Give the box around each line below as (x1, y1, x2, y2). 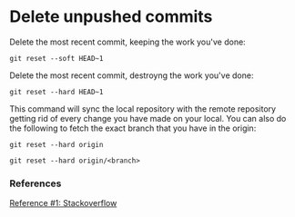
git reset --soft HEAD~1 (9, 54, 104, 63)
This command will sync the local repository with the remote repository (9, 103, 276, 114)
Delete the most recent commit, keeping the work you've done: (9, 36, 246, 47)
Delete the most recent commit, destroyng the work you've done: (9, 70, 254, 81)
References (9, 177, 62, 190)
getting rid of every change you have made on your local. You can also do (9, 113, 287, 123)
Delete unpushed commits (9, 6, 213, 27)
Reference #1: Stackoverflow (9, 198, 117, 209)
